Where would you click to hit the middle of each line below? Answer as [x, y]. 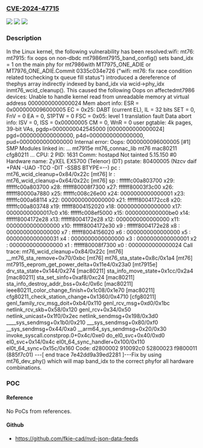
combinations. [24, 367]
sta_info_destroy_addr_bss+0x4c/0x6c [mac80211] [70, 283]
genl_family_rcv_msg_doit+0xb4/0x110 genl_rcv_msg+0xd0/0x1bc [88, 303]
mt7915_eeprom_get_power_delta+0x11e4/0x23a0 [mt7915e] [82, 264]
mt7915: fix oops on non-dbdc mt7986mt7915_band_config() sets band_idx [100, 58]
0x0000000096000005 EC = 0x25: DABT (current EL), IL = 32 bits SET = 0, [101, 109]
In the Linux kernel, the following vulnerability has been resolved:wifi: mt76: [101, 51]
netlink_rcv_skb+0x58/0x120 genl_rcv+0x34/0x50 [69, 309]
